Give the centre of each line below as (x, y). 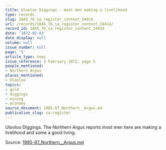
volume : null (19, 43)
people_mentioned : (24, 66)
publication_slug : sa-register (38, 113)
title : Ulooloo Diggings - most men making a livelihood (66, 10)
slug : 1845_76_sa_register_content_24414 (49, 19)
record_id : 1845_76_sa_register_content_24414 (55, 29)
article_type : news (26, 57)
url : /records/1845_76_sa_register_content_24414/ (59, 24)
